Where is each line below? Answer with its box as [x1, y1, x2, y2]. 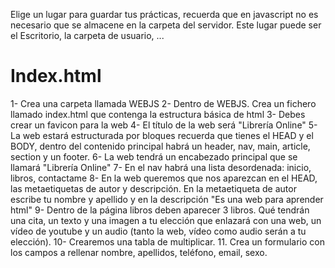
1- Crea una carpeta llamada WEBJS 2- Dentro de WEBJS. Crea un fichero [10, 97, 317, 109]
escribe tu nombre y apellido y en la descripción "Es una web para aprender [10, 193, 324, 205]
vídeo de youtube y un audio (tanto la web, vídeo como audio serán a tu [10, 225, 307, 237]
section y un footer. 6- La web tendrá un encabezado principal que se [10, 150, 298, 163]
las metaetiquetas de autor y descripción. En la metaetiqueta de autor [10, 182, 297, 194]
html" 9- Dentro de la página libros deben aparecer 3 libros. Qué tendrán [10, 204, 310, 216]
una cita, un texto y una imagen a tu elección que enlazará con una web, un [10, 214, 322, 226]
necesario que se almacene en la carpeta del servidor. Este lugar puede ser [10, 19, 322, 31]
